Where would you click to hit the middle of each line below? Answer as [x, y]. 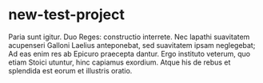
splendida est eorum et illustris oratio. [70, 70]
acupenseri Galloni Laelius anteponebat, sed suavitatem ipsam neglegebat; [132, 45]
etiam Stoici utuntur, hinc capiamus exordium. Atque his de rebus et [120, 62]
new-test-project [67, 15]
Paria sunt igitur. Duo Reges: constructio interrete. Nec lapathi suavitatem [129, 37]
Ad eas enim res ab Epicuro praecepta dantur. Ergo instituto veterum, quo [129, 53]
